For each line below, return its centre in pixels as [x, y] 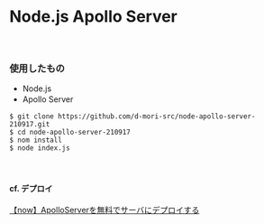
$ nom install [36, 140]
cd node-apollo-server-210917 [74, 133]
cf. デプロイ [31, 188]
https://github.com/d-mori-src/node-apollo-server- [156, 117]
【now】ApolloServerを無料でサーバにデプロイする [105, 210]
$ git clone [32, 117]
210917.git [30, 125]
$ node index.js [40, 148]
